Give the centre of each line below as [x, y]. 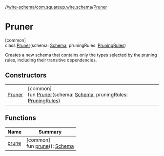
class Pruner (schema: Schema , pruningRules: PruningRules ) [65, 45]
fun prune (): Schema [50, 146]
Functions [21, 118]
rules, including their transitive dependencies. [51, 60]
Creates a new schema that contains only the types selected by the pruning [81, 55]
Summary [50, 132]
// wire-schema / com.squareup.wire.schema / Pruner [56, 7]
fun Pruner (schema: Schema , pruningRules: [78, 95]
